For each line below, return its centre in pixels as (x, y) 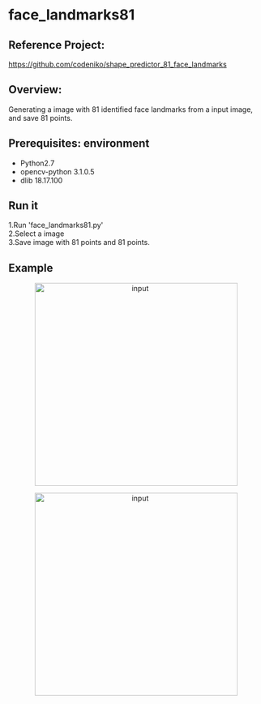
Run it (24, 206)
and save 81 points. (41, 118)
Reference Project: (57, 45)
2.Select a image (36, 234)
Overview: (35, 90)
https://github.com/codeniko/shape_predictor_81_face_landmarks (118, 64)
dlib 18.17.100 (41, 180)
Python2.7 (37, 163)
